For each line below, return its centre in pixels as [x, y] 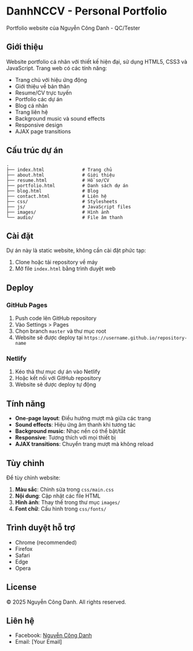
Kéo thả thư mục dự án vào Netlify [58, 372]
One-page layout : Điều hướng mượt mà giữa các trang [83, 418]
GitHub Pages [27, 305]
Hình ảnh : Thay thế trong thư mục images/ [67, 502]
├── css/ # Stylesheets [62, 201]
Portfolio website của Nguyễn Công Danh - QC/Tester [73, 28]
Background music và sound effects [60, 118]
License [21, 587]
